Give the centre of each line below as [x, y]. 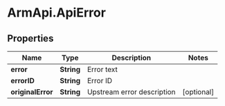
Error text [102, 69]
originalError [32, 92]
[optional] [198, 92]
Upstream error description [131, 92]
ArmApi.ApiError [56, 13]
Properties [30, 38]
